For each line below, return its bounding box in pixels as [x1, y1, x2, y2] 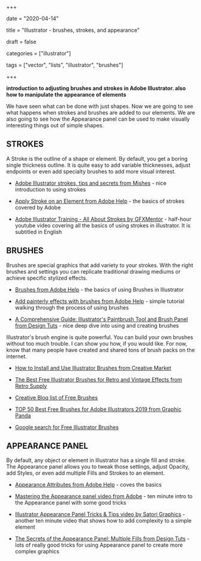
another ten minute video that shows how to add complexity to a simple [14, 517, 192, 524]
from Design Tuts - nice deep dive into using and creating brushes [14, 322, 179, 329]
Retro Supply [14, 382, 47, 389]
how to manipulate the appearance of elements [6, 91, 127, 98]
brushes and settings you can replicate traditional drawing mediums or [6, 268, 181, 275]
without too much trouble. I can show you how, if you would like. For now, [6, 340, 188, 347]
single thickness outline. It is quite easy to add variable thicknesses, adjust [6, 161, 191, 169]
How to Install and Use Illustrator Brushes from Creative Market [14, 364, 172, 371]
